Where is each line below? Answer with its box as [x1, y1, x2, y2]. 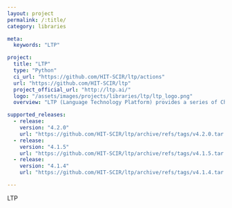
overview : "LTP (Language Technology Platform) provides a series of [13, 99, 217, 106]
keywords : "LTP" [13, 42, 60, 49]
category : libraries [7, 23, 67, 30]
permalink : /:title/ [7, 17, 67, 23]
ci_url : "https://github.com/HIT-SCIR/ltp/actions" [13, 73, 166, 80]
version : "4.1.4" [19, 163, 70, 169]
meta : [7, 35, 23, 42]
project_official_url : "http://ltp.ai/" [13, 86, 131, 93]
